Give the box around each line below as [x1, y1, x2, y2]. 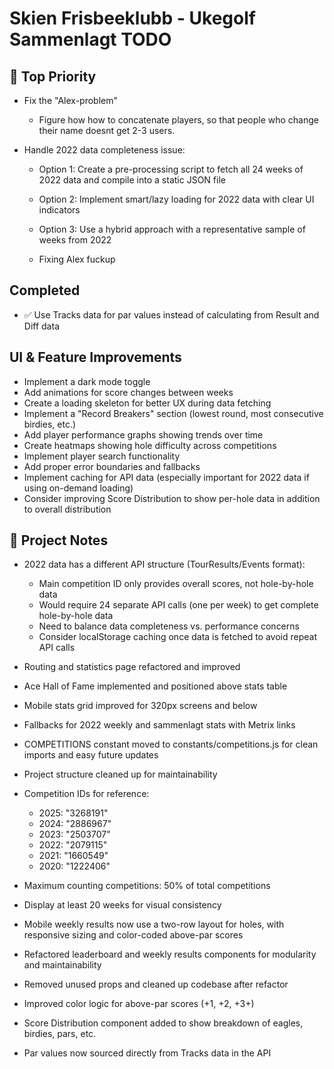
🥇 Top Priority [9, 68, 97, 85]
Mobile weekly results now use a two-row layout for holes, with [23, 918, 285, 931]
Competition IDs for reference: [23, 788, 150, 800]
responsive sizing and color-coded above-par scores [23, 929, 244, 941]
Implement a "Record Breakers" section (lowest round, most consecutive [23, 407, 324, 419]
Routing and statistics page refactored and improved [23, 661, 241, 673]
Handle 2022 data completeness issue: [23, 144, 186, 156]
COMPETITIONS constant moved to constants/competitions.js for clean [23, 738, 319, 751]
